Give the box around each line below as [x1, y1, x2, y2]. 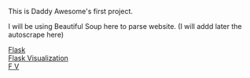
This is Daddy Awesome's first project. [8, 7, 134, 16]
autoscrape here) [8, 30, 64, 39]
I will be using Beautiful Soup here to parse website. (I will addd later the [8, 22, 242, 30]
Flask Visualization [8, 54, 69, 62]
